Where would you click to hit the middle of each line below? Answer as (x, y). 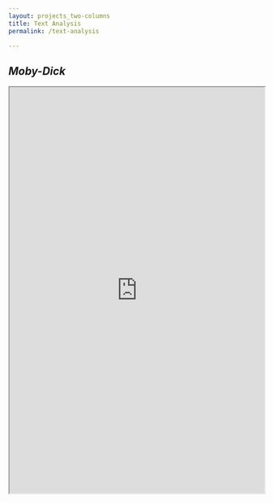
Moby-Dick (37, 71)
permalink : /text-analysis (54, 31)
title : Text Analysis (45, 24)
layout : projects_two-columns (60, 16)
